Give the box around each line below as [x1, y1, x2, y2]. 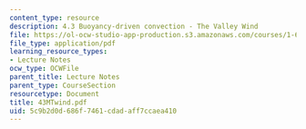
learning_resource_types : [9, 47, 107, 56]
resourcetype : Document [9, 89, 100, 98]
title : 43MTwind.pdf [9, 97, 88, 107]
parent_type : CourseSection [9, 81, 117, 90]
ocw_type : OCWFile [9, 64, 79, 74]
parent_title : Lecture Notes [9, 73, 120, 82]
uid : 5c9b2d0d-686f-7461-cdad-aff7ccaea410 [9, 106, 178, 115]
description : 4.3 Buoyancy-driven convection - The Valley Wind [9, 22, 259, 31]
